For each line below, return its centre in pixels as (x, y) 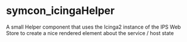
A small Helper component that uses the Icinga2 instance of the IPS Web (93, 27)
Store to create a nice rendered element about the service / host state (90, 33)
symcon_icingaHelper (60, 11)
